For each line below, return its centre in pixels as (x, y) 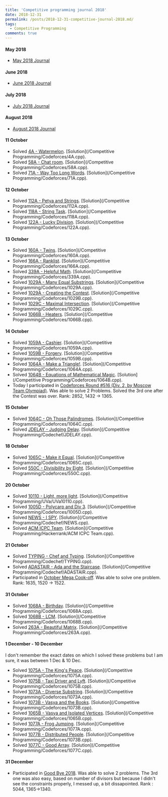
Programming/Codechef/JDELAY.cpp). (52, 434)
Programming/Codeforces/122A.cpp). (51, 227)
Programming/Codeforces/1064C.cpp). (53, 424)
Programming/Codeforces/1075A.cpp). (53, 675)
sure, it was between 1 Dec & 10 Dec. (44, 660)
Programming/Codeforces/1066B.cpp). (53, 320)
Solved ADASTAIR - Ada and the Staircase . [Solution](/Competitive (81, 567)
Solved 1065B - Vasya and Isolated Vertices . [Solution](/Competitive (83, 713)
